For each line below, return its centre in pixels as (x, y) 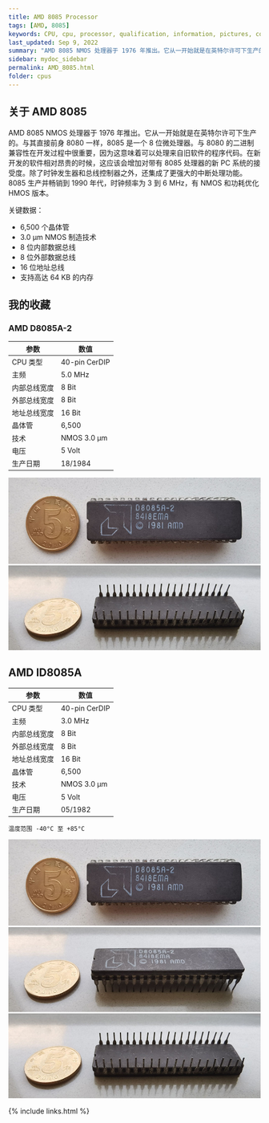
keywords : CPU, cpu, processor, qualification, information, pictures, (130, 34)
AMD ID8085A (45, 673)
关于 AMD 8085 (48, 112)
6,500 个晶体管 (44, 227)
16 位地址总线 (42, 267)
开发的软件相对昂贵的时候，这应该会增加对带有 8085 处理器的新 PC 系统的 (131, 163)
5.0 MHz (75, 374)
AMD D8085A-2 (40, 328)
